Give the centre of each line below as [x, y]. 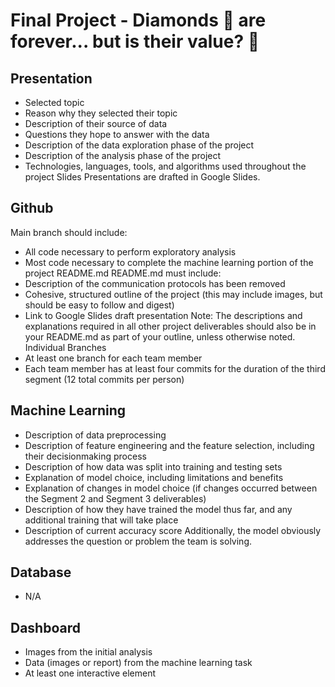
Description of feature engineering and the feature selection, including [169, 445]
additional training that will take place [101, 520]
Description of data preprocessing [95, 435]
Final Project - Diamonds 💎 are [138, 20]
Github [32, 208]
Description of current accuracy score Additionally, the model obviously [173, 530]
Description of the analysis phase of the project [123, 155]
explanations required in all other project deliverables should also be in [170, 326]
